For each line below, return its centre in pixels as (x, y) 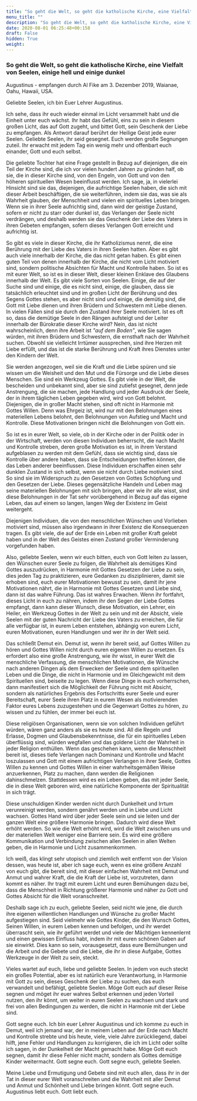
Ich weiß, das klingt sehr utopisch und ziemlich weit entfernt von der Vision (97, 859)
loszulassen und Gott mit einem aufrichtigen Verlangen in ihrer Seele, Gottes (98, 761)
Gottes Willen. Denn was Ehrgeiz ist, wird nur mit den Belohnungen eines (94, 411)
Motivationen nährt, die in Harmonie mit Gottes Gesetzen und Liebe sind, (94, 588)
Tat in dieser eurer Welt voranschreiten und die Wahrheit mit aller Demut (93, 1079)
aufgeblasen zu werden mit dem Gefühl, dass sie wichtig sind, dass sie (92, 453)
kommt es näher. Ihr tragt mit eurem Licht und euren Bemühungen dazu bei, (98, 884)
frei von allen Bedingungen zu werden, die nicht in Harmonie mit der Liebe (96, 1006)
